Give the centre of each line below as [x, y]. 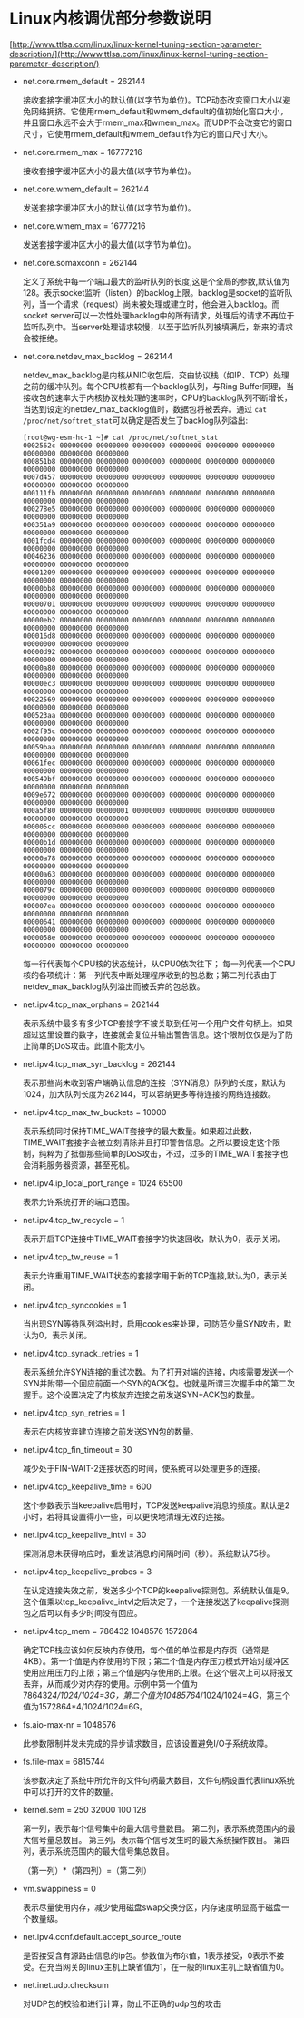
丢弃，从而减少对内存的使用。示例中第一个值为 [110, 1683]
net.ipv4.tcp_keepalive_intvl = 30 [84, 1534]
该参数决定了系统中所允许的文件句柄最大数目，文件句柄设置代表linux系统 [158, 1780]
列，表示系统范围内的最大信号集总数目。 [98, 1851]
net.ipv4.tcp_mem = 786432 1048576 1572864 [110, 1631]
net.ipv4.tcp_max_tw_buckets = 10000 [94, 1112]
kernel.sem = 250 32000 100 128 [84, 1809]
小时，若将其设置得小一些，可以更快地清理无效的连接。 [126, 1516]
